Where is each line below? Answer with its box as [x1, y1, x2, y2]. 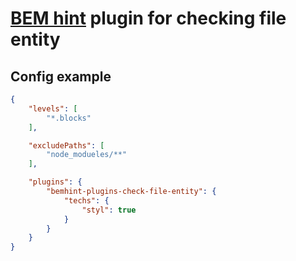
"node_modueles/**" [46, 150, 128, 160]
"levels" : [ [28, 103, 78, 114]
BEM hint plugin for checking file [10, 7, 287, 30]
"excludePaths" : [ [28, 140, 105, 151]
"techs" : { [63, 195, 110, 206]
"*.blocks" [46, 113, 92, 123]
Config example [10, 68, 112, 85]
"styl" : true [81, 205, 137, 215]
